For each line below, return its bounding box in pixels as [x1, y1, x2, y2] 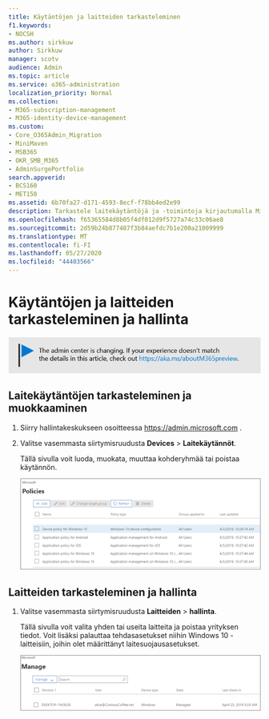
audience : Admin [8, 64, 62, 72]
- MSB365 [8, 148, 38, 156]
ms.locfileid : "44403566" [8, 258, 94, 266]
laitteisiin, [19, 639, 52, 649]
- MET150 [8, 191, 38, 199]
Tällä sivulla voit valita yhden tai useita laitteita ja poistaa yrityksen [19, 622, 239, 632]
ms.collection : [8, 97, 59, 106]
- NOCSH [8, 30, 34, 38]
